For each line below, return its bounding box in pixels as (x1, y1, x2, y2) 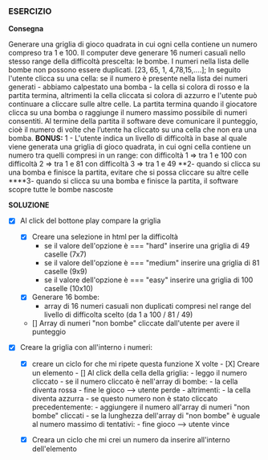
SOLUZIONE (8, 200, 50, 210)
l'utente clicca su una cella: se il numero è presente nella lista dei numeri (8, 74, 248, 84)
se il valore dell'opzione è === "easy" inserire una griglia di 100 (43, 275, 254, 285)
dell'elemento (31, 444, 78, 454)
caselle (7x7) (43, 249, 87, 259)
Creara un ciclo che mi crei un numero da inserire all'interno (31, 434, 230, 444)
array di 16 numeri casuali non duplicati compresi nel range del (43, 302, 251, 311)
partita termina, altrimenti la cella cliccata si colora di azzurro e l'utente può (8, 91, 258, 101)
